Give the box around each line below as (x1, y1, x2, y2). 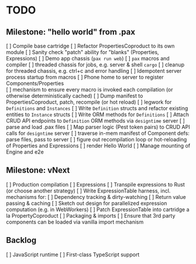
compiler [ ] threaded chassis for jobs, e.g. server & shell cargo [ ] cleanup (6, 61, 185, 68)
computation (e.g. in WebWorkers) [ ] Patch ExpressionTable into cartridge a (6, 206, 190, 213)
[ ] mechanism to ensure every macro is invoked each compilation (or (6, 86, 173, 93)
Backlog (6, 235, 37, 245)
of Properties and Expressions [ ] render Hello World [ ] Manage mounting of (6, 142, 191, 149)
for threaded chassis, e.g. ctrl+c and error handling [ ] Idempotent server (6, 67, 182, 74)
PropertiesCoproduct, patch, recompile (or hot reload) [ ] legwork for (6, 99, 172, 106)
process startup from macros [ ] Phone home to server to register (6, 74, 164, 80)
